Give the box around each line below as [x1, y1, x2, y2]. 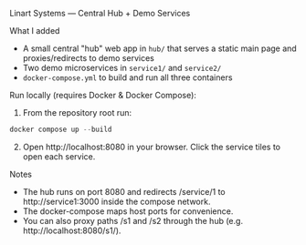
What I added [9, 26, 60, 36]
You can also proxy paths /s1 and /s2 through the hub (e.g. [22, 215, 244, 226]
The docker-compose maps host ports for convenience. [22, 205, 234, 217]
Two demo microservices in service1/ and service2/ [22, 63, 222, 73]
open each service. [22, 150, 96, 162]
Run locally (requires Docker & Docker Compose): [9, 90, 196, 100]
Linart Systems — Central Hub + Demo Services [9, 8, 191, 18]
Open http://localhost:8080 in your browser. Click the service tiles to [22, 141, 281, 152]
